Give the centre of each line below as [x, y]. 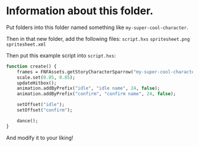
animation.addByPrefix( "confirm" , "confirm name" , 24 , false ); [97, 94]
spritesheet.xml [26, 44]
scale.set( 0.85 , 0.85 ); [46, 77]
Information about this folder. [80, 11]
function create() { [32, 66]
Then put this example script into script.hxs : [61, 55]
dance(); [28, 121]
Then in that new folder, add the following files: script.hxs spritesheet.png [98, 39]
